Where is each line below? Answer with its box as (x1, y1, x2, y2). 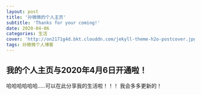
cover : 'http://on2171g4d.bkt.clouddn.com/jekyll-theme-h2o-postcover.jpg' (6, 36, 199, 42)
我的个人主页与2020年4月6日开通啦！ (6, 65, 148, 75)
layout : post (6, 8, 39, 15)
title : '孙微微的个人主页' (6, 14, 66, 20)
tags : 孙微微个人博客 (6, 42, 54, 48)
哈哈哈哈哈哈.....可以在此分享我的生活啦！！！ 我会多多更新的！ (6, 82, 163, 89)
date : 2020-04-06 (6, 25, 50, 31)
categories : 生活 (6, 31, 48, 37)
